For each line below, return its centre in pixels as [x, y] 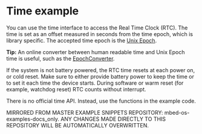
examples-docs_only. [33, 119]
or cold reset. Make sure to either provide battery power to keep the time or [100, 76]
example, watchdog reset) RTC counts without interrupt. [76, 89]
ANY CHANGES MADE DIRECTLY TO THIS [113, 119]
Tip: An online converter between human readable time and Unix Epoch [96, 52]
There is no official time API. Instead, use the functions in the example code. [101, 101]
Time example [43, 11]
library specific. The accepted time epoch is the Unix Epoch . [82, 40]
